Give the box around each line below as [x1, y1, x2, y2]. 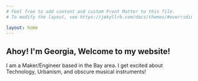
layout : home [6, 25, 38, 31]
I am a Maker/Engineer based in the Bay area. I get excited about [6, 62, 163, 69]
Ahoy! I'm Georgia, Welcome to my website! [6, 46, 171, 56]
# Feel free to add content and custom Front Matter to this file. [6, 8, 176, 15]
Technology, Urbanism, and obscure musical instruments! [6, 68, 146, 75]
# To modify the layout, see [6, 14, 78, 20]
